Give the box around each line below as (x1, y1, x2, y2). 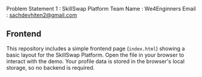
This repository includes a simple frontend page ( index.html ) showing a (6, 45, 185, 52)
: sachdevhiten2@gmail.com (6, 11, 77, 19)
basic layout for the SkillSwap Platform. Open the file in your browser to (6, 51, 184, 58)
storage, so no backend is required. (6, 64, 95, 71)
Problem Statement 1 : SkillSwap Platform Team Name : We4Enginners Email (6, 5, 197, 12)
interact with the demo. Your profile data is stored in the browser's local (6, 57, 185, 65)
